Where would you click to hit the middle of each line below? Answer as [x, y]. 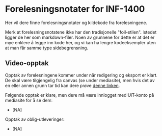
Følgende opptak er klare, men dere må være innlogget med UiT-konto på [80, 95]
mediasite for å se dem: [29, 100]
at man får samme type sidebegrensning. [47, 48]
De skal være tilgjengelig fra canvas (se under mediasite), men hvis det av [80, 80]
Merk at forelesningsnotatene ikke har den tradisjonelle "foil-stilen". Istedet [81, 32]
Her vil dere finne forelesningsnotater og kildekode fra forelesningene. [76, 23]
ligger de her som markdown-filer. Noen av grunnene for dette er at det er [80, 37]
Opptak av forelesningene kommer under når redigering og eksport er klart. [81, 75]
